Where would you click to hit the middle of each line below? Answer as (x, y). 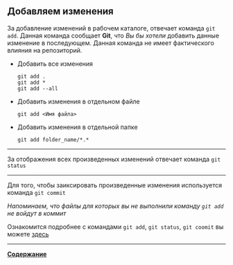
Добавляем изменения (60, 11)
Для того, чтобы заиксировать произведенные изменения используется (115, 185)
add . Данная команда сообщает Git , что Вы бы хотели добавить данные (113, 35)
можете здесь (28, 234)
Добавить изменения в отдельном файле (78, 101)
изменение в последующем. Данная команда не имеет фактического (111, 43)
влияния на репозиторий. (45, 50)
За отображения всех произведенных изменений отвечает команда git (114, 159)
